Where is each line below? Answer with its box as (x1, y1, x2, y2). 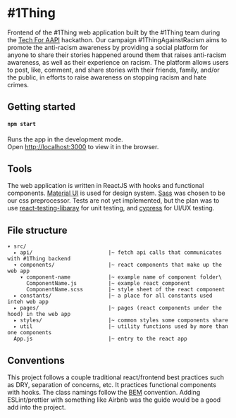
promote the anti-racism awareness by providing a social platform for (7, 43, 209, 51)
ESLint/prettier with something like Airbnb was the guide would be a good (7, 395, 221, 404)
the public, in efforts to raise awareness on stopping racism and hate (7, 72, 206, 82)
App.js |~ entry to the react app (13, 336, 188, 343)
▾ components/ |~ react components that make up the (13, 262, 222, 269)
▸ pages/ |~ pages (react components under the (13, 305, 222, 312)
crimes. (7, 80, 30, 89)
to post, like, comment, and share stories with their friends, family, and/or (7, 65, 220, 74)
